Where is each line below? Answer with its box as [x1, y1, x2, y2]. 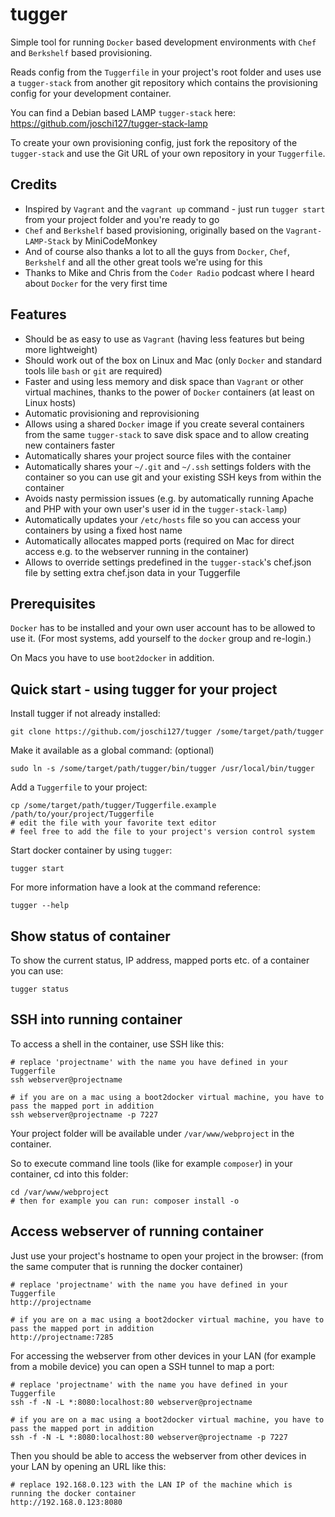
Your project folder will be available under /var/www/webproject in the [10, 1127, 295, 1139]
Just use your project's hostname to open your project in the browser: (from [10, 1249, 324, 1262]
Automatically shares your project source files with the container [24, 449, 292, 462]
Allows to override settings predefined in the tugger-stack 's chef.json [24, 556, 312, 568]
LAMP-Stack [24, 236, 71, 247]
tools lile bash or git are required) [24, 364, 163, 377]
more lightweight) [24, 343, 98, 355]
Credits [10, 176, 58, 193]
